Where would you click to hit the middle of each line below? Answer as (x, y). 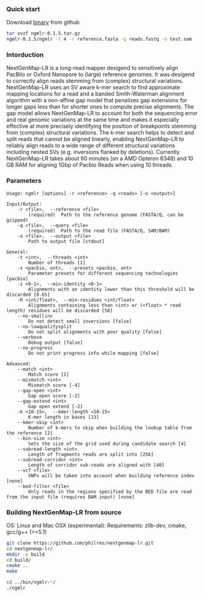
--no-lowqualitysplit (44, 326)
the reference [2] (30, 433)
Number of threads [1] (57, 263)
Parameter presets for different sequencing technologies (103, 273)
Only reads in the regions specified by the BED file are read (110, 492)
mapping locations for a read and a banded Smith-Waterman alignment (95, 94)
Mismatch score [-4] (54, 385)
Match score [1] (49, 374)
